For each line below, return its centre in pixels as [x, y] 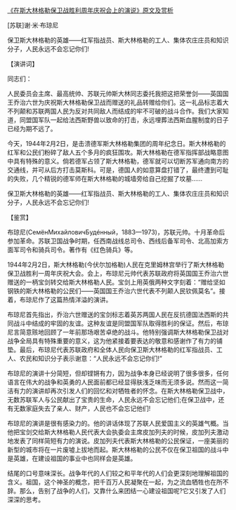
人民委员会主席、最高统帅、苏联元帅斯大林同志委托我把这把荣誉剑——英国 [115, 94]
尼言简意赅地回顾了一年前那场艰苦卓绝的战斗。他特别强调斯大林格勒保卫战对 [118, 332]
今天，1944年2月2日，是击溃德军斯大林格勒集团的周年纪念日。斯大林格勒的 [117, 143]
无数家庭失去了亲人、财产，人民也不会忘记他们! [82, 408]
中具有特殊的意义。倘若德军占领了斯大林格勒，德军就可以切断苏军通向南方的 [118, 161]
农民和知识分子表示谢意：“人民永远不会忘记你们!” [91, 358]
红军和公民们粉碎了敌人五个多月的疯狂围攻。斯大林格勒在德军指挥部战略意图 [118, 152]
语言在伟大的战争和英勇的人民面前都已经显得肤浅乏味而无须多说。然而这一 [115, 382]
